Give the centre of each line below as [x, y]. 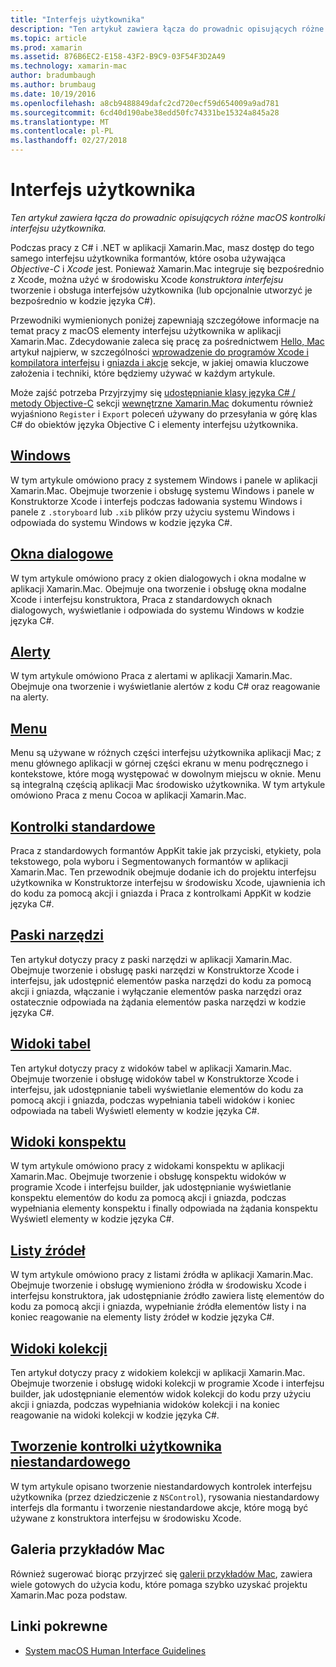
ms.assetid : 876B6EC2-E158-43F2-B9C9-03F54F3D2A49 [118, 57]
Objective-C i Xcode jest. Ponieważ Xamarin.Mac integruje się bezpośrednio [167, 268]
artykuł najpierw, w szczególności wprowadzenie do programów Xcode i [159, 352]
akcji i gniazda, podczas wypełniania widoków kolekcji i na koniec [145, 1405]
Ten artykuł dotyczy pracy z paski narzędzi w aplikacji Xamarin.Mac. [151, 959]
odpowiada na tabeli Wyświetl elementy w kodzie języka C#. [135, 1110]
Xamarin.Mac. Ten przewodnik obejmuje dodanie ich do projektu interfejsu [163, 872]
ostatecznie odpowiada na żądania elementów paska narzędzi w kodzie [158, 1002]
